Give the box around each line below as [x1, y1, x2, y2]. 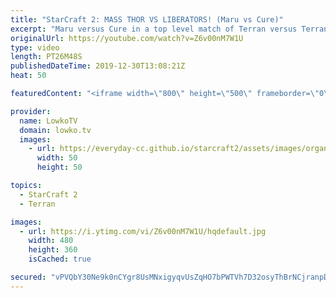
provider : [10, 106, 52, 116]
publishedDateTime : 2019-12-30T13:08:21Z [10, 61, 186, 71]
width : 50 [36, 153, 78, 163]
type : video [10, 42, 60, 53]
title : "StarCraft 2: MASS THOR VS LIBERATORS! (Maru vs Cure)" [10, 14, 284, 25]
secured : [10, 272, 47, 282]
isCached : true [28, 254, 92, 265]
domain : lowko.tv [19, 125, 92, 135]
